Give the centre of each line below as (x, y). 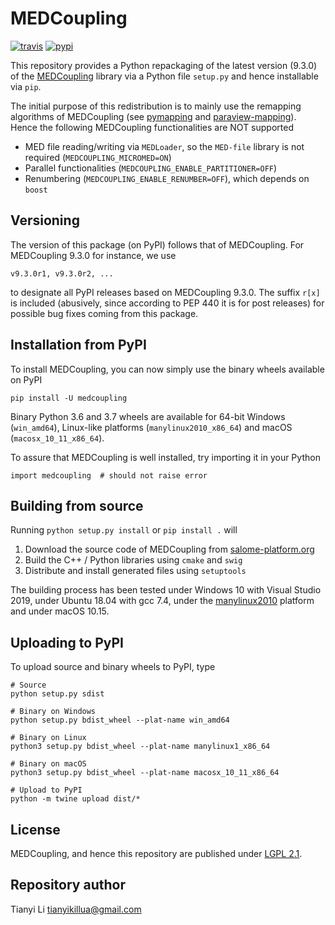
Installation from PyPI (78, 345)
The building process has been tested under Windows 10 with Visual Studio (166, 590)
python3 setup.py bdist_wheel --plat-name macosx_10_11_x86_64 (145, 773)
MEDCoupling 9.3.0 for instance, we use (93, 255)
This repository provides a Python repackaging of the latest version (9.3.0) (164, 65)
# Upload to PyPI (46, 790)
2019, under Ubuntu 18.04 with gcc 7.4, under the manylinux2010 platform (162, 601)
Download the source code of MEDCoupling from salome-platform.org (169, 549)
